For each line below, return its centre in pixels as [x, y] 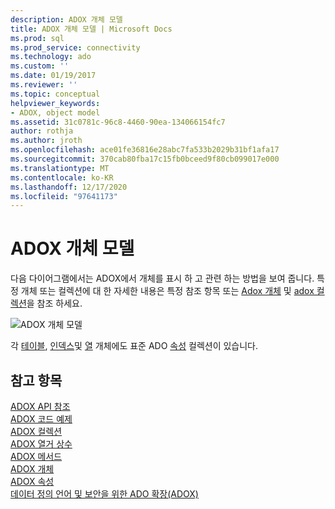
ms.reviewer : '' [44, 85]
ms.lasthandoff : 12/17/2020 [69, 187]
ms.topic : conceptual [55, 94]
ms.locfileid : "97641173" [64, 196]
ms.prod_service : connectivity [75, 47]
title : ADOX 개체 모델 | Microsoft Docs [91, 29]
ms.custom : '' [40, 66]
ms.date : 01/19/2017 [53, 76]
